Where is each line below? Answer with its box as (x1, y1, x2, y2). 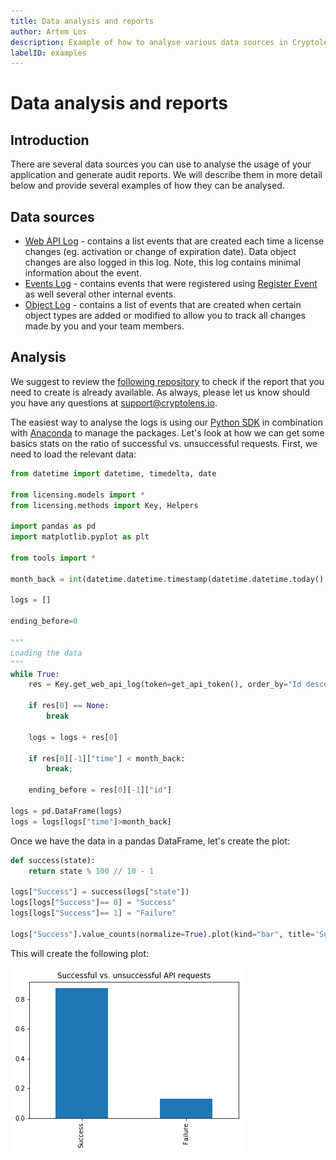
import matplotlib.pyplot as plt (10, 532, 150, 542)
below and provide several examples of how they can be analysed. (10, 180, 285, 192)
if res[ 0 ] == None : (28, 701, 110, 711)
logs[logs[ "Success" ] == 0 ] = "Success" (10, 898, 177, 908)
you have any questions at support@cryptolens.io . (10, 396, 218, 409)
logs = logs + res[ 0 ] (28, 732, 118, 742)
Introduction (10, 131, 90, 149)
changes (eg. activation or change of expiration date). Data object (24, 246, 297, 258)
